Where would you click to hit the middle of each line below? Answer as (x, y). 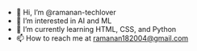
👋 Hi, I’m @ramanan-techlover (66, 12)
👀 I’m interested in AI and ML (64, 21)
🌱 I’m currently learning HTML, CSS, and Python (96, 29)
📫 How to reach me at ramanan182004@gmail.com (102, 38)
